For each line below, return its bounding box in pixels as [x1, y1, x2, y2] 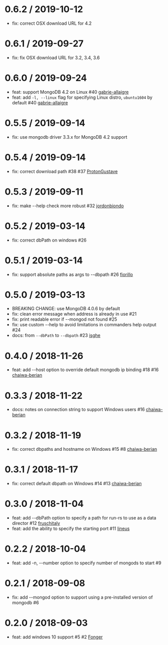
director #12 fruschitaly [12, 520, 60, 526]
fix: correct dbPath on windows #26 [12, 237, 87, 243]
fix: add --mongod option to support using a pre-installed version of [12, 594, 153, 600]
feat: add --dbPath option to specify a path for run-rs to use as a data [12, 515, 156, 521]
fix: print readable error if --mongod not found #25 [12, 316, 118, 322]
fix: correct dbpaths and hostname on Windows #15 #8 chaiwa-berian [12, 446, 157, 452]
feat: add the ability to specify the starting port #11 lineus [12, 525, 130, 532]
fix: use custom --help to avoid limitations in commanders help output [12, 322, 156, 328]
